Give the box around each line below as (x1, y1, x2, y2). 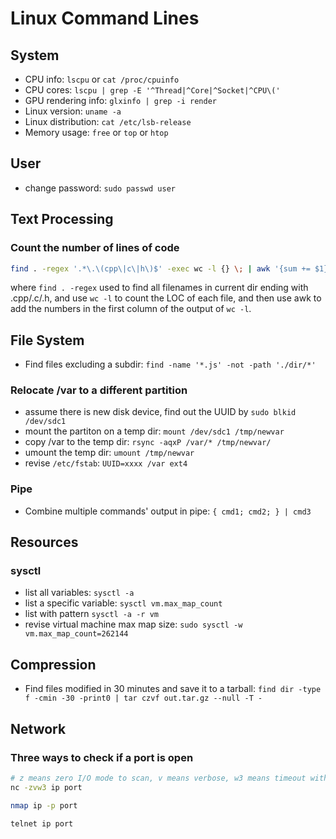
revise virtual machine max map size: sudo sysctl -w (24, 618, 243, 631)
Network (10, 720, 67, 737)
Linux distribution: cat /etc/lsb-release (24, 116, 192, 127)
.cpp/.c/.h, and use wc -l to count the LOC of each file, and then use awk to (10, 292, 322, 304)
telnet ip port (10, 818, 74, 829)
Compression (10, 656, 97, 673)
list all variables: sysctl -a (24, 587, 135, 599)
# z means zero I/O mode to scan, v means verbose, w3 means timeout (10, 773, 307, 783)
